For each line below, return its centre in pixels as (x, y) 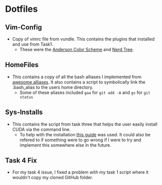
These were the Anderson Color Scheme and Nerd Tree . (77, 49)
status (26, 97)
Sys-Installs (24, 112)
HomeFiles (22, 65)
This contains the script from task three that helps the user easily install (85, 124)
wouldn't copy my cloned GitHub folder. (53, 178)
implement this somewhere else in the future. (65, 145)
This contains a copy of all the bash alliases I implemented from (77, 77)
